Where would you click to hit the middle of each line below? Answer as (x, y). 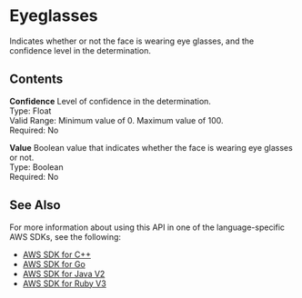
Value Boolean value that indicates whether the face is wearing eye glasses (151, 147)
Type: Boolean (36, 167)
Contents (36, 79)
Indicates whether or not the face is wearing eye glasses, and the (132, 41)
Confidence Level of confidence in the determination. (111, 101)
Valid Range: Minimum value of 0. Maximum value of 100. (116, 120)
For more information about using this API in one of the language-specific (147, 227)
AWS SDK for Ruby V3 (64, 283)
